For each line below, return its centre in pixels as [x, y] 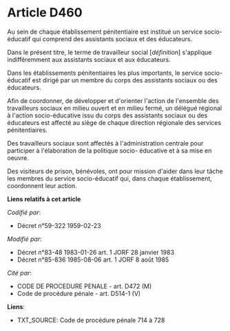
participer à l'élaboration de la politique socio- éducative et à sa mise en [109, 150]
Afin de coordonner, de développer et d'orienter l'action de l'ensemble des [113, 100]
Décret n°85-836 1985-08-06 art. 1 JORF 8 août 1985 [93, 260]
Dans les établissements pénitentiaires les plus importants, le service [105, 73]
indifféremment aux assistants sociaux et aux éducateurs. [89, 59]
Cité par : [20, 273]
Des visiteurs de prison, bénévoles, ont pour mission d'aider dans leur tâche [115, 171]
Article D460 [45, 13]
